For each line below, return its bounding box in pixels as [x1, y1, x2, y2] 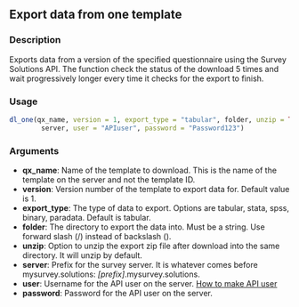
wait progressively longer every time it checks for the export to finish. [9, 73, 264, 84]
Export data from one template [9, 7, 182, 22]
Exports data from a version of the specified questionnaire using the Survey [9, 53, 287, 65]
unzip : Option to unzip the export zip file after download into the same [21, 240, 280, 252]
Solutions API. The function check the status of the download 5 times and [9, 63, 279, 74]
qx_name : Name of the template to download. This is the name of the [21, 165, 278, 176]
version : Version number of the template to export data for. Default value [21, 184, 290, 195]
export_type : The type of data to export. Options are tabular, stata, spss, [21, 203, 290, 214]
